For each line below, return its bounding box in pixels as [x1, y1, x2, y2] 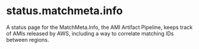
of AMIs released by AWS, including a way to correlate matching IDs [6, 30, 174, 37]
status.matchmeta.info [6, 4, 123, 18]
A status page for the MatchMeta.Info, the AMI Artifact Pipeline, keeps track [6, 24, 193, 31]
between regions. [6, 36, 50, 43]
